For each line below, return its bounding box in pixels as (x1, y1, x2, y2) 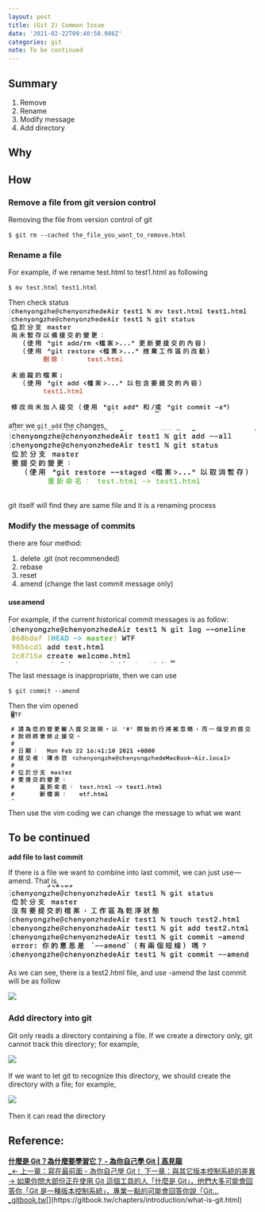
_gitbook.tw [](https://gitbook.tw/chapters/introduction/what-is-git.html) (8, 1195, 243, 1204)
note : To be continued (8, 46, 83, 55)
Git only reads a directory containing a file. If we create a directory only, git (8, 1030, 253, 1040)
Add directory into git (8, 1013, 93, 1024)
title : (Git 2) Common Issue (8, 21, 105, 29)
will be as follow (8, 976, 61, 986)
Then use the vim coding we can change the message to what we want (8, 808, 241, 818)
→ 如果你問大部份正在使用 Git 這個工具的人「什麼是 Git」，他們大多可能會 (8, 1175, 246, 1186)
